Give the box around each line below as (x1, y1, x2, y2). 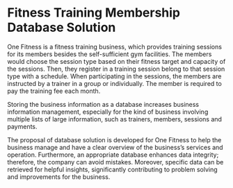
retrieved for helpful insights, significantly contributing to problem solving (7, 165, 218, 173)
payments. (7, 122, 38, 130)
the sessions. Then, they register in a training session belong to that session (7, 65, 225, 73)
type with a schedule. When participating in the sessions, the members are (7, 71, 222, 80)
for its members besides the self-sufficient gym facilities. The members (7, 50, 212, 58)
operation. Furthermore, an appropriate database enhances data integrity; (7, 151, 219, 159)
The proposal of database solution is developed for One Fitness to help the (7, 135, 222, 144)
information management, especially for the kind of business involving (7, 108, 209, 116)
